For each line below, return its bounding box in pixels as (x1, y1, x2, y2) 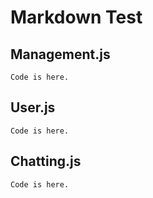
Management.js (10, 46, 111, 63)
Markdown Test (10, 6, 143, 29)
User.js (10, 99, 56, 116)
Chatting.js (10, 153, 82, 170)
